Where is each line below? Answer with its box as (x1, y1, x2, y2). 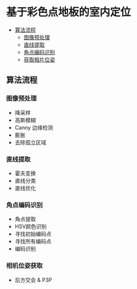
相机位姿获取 (6, 262, 43, 270)
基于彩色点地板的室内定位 (6, 5, 132, 19)
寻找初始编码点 (14, 230, 52, 238)
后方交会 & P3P (14, 276, 52, 283)
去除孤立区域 (14, 139, 46, 146)
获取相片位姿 (23, 56, 55, 63)
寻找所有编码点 (14, 238, 52, 245)
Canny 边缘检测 (14, 124, 53, 131)
